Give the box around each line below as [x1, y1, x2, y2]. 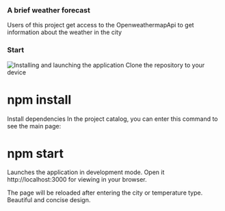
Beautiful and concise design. [7, 196, 91, 204]
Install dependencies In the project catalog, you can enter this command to [7, 115, 218, 123]
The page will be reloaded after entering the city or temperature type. [7, 188, 203, 197]
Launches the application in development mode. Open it [7, 168, 165, 176]
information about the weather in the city [7, 28, 122, 36]
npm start [7, 145, 64, 161]
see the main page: [7, 122, 62, 130]
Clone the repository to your [125, 61, 205, 69]
